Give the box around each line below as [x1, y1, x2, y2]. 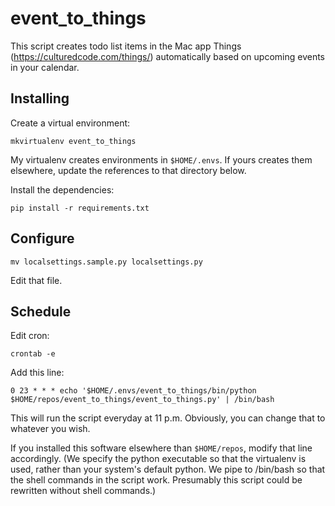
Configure [10, 230, 75, 247]
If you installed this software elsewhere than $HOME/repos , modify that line [10, 442, 313, 454]
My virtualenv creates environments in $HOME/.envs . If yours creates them [10, 153, 313, 166]
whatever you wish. [10, 423, 91, 435]
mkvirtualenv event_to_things [10, 136, 137, 146]
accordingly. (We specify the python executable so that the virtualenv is [10, 453, 307, 465]
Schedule [10, 303, 72, 320]
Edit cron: [10, 330, 50, 342]
